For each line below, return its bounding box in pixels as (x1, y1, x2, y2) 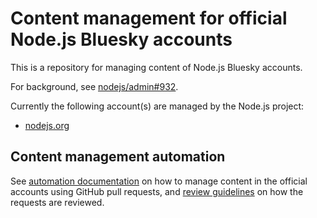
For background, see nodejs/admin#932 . (10, 80, 179, 92)
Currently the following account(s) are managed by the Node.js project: (10, 100, 305, 112)
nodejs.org (24, 119, 70, 131)
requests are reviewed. (10, 196, 105, 208)
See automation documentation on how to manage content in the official (10, 175, 308, 187)
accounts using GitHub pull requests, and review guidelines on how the (10, 185, 304, 197)
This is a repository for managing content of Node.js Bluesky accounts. (10, 61, 303, 73)
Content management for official (10, 7, 288, 30)
